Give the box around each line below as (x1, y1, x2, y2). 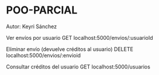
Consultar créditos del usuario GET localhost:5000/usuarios (6, 63, 151, 70)
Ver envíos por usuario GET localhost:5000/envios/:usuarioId (6, 34, 153, 41)
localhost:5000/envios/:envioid (6, 52, 81, 59)
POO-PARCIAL (6, 4, 78, 17)
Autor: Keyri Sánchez (6, 23, 57, 30)
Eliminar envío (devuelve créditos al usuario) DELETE (6, 45, 133, 53)
